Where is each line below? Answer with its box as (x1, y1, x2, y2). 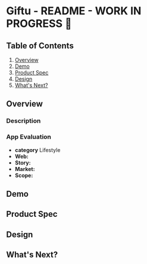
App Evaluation (6, 133, 52, 141)
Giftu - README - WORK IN (6, 4, 142, 18)
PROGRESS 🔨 (6, 17, 73, 30)
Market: (14, 165, 35, 172)
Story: (14, 159, 31, 166)
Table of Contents (6, 41, 74, 51)
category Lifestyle (14, 146, 61, 153)
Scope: (14, 172, 33, 179)
